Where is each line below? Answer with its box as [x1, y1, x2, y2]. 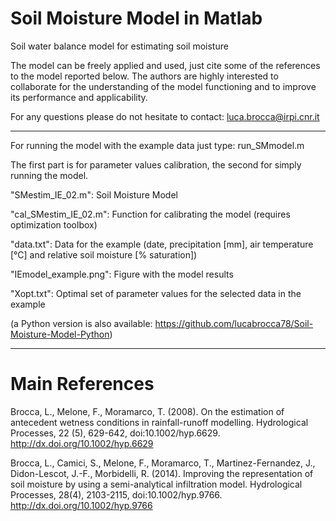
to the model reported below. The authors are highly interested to [10, 70, 279, 82]
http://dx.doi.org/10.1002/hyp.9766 [10, 499, 153, 511]
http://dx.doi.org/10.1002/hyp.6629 [10, 437, 154, 449]
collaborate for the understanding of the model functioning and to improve [10, 80, 317, 92]
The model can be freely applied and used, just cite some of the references [10, 59, 321, 71]
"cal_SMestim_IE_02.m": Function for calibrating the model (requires [10, 208, 291, 220]
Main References [10, 373, 155, 396]
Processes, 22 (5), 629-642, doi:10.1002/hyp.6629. [10, 427, 221, 439]
